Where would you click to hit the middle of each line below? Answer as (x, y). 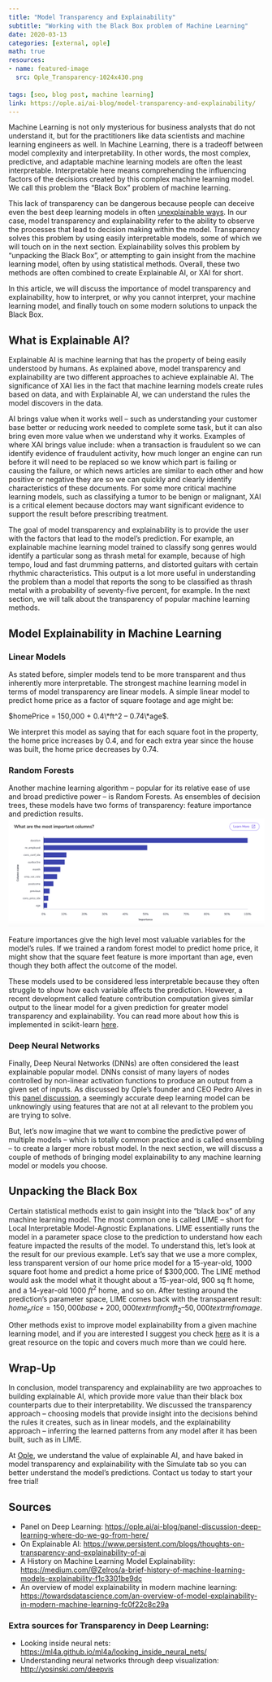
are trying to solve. (40, 1115)
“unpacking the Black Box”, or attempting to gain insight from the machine (132, 256)
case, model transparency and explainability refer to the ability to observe (132, 221)
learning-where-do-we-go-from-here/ (84, 1535)
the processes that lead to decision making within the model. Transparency (134, 230)
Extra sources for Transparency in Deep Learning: (109, 1625)
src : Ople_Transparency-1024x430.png (80, 77)
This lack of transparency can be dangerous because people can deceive (132, 204)
